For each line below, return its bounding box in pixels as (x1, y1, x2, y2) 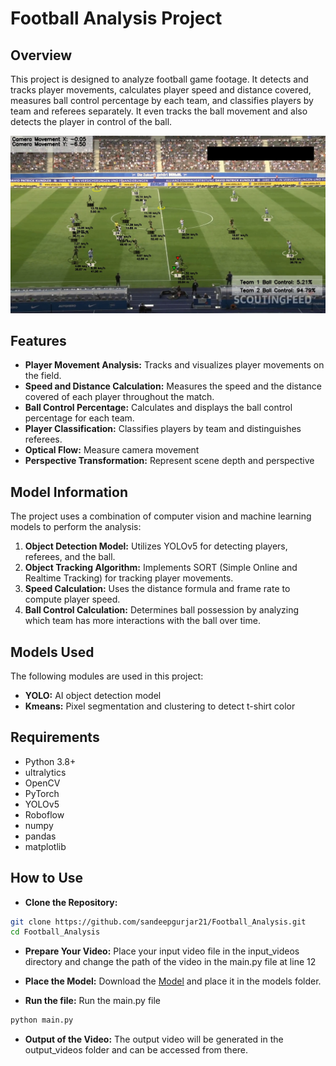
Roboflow (24, 808, 65, 821)
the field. (24, 370, 62, 382)
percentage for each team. (24, 412, 135, 424)
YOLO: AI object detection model (24, 689, 162, 701)
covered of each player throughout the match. (24, 391, 215, 403)
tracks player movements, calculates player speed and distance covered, (10, 84, 312, 96)
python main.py (10, 1015, 74, 1026)
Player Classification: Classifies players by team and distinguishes (24, 423, 302, 435)
